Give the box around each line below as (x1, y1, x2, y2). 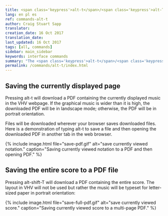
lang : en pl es (5, 12, 37, 17)
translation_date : (5, 35, 43, 40)
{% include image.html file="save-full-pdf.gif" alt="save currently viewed (5, 199, 156, 205)
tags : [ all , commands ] (5, 44, 52, 49)
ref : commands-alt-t (5, 16, 48, 21)
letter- (148, 184, 161, 190)
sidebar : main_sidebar (5, 49, 52, 54)
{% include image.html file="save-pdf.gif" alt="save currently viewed (5, 140, 148, 146)
